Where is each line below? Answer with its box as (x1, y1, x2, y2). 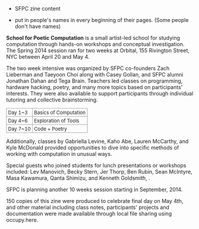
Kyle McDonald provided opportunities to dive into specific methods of (6, 144, 179, 151)
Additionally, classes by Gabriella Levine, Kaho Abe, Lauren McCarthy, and (6, 138, 189, 145)
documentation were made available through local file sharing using (6, 210, 172, 217)
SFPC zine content (14, 5, 61, 12)
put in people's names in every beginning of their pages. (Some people (14, 17, 189, 23)
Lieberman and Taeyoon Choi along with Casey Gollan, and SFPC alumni (6, 71, 184, 78)
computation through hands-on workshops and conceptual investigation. (6, 41, 185, 47)
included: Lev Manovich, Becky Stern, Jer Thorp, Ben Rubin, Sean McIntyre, (6, 168, 192, 175)
